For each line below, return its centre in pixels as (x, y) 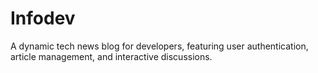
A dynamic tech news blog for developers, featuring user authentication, (159, 46)
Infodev (43, 18)
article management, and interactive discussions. (111, 56)
